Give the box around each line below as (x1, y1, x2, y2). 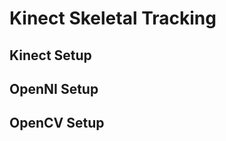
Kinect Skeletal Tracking (9, 7, 217, 30)
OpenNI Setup (9, 80, 99, 97)
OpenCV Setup (9, 115, 105, 132)
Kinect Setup (9, 47, 92, 64)
